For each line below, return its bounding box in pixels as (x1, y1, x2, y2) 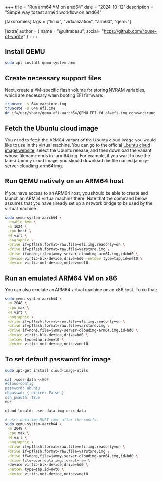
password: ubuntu (5, 386, 40, 391)
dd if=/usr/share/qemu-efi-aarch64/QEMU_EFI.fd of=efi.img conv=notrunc (5, 111, 156, 116)
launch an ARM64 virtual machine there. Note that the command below (5, 195, 147, 201)
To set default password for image (5, 355, 111, 363)
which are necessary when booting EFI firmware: (5, 92, 104, 98)
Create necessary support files (5, 74, 102, 82)
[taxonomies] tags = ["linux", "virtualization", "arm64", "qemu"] (5, 19, 131, 24)
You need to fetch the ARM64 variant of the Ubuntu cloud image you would (5, 137, 156, 143)
